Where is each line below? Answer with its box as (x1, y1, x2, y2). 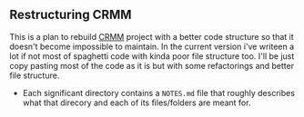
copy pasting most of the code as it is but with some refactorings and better (9, 60, 294, 71)
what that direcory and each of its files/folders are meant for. (22, 97, 251, 108)
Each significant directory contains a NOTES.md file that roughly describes (22, 87, 296, 98)
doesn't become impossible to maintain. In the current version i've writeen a (9, 41, 295, 52)
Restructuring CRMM (9, 7, 132, 23)
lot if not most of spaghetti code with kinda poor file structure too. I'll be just (9, 50, 295, 62)
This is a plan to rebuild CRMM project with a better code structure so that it (9, 31, 294, 42)
